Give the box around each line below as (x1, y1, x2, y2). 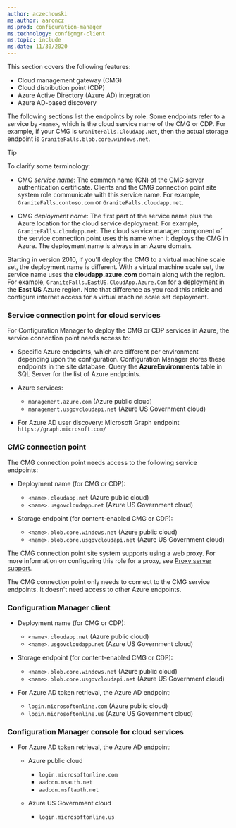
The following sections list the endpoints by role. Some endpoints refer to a (7, 112, 225, 121)
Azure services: (17, 383, 63, 392)
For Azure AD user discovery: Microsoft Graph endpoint (17, 419, 180, 427)
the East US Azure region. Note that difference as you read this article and (7, 285, 223, 293)
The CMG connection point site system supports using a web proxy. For (7, 549, 216, 557)
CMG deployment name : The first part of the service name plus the (17, 212, 213, 220)
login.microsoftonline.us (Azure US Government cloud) (27, 709, 194, 717)
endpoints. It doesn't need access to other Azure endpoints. (7, 585, 182, 593)
